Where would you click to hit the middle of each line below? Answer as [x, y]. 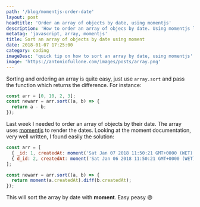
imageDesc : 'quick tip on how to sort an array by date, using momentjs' [100, 56]
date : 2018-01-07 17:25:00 [40, 45]
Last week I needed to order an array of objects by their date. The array [94, 124]
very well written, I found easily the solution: [60, 137]
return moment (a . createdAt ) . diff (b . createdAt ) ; [72, 180]
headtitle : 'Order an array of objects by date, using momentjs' [89, 23]
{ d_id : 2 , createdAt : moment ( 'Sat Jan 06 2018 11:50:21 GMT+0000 [96, 159]
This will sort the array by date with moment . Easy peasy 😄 [79, 197]
